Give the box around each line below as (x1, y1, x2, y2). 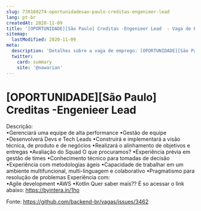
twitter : (11, 53, 33, 59)
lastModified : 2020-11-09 (11, 37, 77, 43)
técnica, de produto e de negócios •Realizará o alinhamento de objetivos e (6, 142, 190, 149)
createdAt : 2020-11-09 (6, 20, 63, 26)
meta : (6, 43, 20, 49)
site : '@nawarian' (17, 64, 63, 71)
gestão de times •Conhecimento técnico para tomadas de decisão (6, 155, 170, 162)
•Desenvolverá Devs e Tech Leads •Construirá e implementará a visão (6, 135, 181, 143)
